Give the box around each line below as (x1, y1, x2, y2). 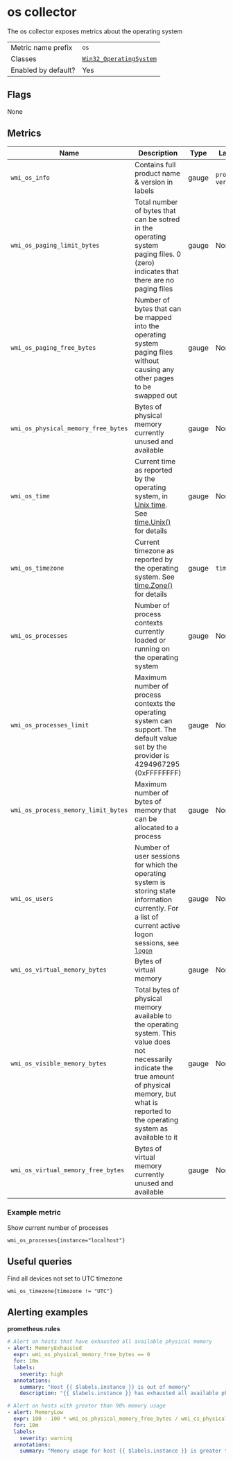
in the (135, 223, 153, 233)
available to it (135, 1132, 178, 1142)
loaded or (135, 635, 166, 645)
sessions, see (135, 938, 179, 947)
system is (135, 877, 166, 887)
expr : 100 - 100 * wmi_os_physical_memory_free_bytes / (13, 1415, 178, 1423)
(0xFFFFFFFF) (135, 768, 182, 777)
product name (135, 168, 180, 178)
